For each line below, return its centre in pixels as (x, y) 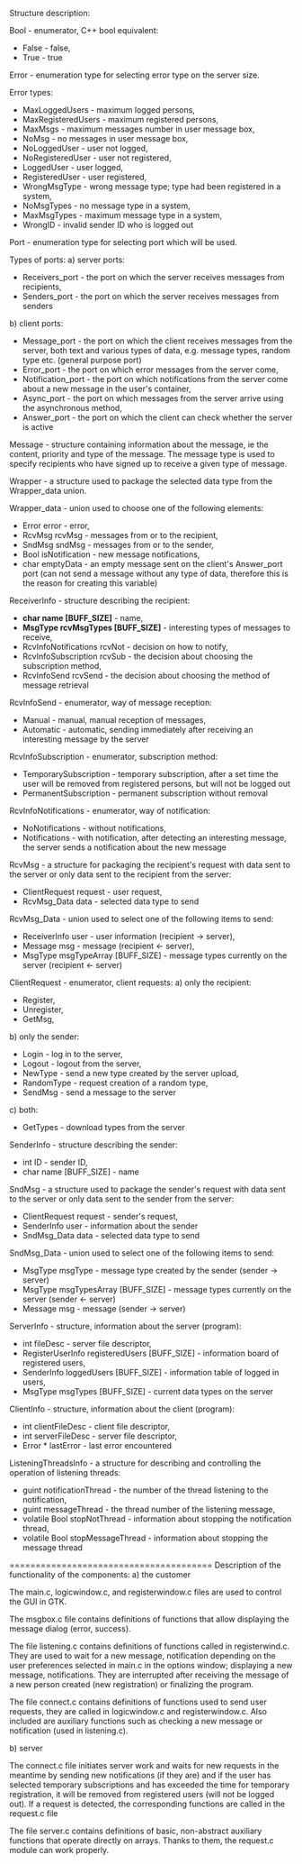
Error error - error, (56, 525)
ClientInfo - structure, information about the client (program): (122, 1409)
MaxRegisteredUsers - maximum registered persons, (120, 119)
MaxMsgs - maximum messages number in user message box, (138, 129)
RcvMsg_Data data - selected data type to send (111, 901)
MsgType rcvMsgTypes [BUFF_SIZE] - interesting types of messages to (156, 627)
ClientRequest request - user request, (92, 892)
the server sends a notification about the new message (124, 847)
